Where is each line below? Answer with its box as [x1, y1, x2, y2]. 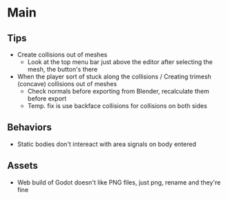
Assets [7, 160, 38, 171]
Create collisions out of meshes [17, 50, 108, 59]
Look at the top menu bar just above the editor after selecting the [27, 58, 213, 66]
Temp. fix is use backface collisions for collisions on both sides [27, 102, 207, 109]
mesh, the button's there [27, 65, 98, 73]
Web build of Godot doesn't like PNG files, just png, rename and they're [17, 178, 221, 187]
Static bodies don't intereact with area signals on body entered [17, 140, 197, 148]
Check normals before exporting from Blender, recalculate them [27, 87, 209, 95]
